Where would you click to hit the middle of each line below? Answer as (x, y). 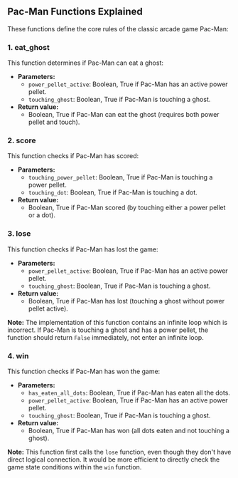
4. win (18, 355)
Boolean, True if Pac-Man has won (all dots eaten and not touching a (129, 431)
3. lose (19, 234)
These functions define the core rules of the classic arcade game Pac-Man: (118, 28)
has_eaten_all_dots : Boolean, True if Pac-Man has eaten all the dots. (129, 393)
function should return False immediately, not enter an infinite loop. (106, 337)
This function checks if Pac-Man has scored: (73, 156)
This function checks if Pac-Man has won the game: (84, 371)
